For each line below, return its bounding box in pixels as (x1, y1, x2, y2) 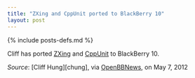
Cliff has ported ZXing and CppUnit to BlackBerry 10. (7, 49, 160, 58)
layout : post (7, 17, 46, 24)
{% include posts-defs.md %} (7, 36, 93, 44)
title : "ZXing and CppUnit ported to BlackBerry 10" (7, 10, 165, 17)
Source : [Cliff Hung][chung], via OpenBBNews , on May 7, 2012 (7, 63, 188, 71)
